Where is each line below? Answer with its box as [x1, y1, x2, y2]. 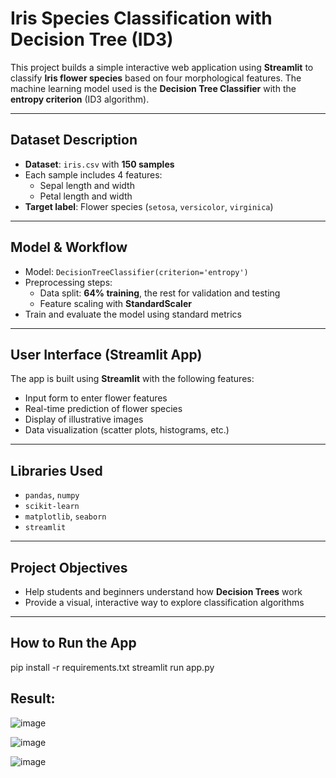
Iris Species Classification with [10, 7, 273, 30]
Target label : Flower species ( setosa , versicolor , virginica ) [24, 200, 274, 212]
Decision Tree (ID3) [10, 28, 174, 51]
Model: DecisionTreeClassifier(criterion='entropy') [24, 265, 249, 277]
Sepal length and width [39, 179, 135, 191]
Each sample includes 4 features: [24, 168, 163, 181]
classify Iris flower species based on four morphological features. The [10, 72, 302, 84]
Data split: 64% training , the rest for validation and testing [39, 287, 281, 299]
